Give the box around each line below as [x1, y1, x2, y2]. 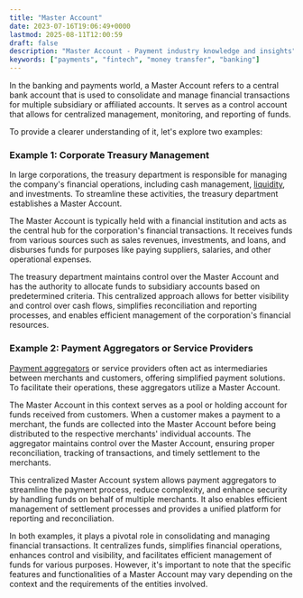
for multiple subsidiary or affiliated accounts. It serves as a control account [9, 99, 288, 109]
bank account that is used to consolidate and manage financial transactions [9, 89, 290, 100]
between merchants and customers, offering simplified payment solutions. [9, 372, 286, 383]
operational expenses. [9, 254, 92, 265]
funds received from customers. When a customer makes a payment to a [9, 408, 281, 420]
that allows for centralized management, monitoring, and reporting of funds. [9, 109, 291, 119]
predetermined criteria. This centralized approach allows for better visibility [9, 291, 289, 302]
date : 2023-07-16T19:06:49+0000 [9, 22, 131, 31]
